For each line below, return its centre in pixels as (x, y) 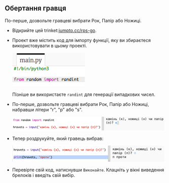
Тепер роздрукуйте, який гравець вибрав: (58, 138)
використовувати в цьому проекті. (49, 46)
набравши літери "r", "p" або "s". (47, 109)
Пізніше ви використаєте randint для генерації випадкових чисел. (83, 94)
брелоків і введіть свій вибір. (44, 175)
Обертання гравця (35, 8)
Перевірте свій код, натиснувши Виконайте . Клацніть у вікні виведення (88, 170)
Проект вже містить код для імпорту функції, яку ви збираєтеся (81, 40)
